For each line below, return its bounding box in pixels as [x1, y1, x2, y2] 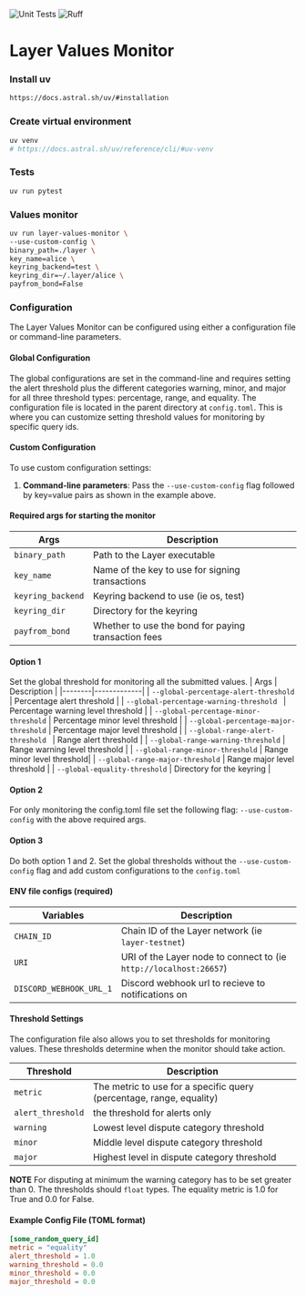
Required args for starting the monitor [9, 510, 157, 521]
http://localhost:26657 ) [120, 962, 228, 974]
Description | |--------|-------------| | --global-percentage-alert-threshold [9, 686, 295, 697]
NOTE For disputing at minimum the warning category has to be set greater [9, 1174, 292, 1185]
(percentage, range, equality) [92, 1091, 219, 1104]
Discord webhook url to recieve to [120, 976, 266, 989]
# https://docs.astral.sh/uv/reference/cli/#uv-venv [9, 144, 214, 154]
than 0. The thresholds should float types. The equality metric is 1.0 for [9, 1184, 279, 1195]
